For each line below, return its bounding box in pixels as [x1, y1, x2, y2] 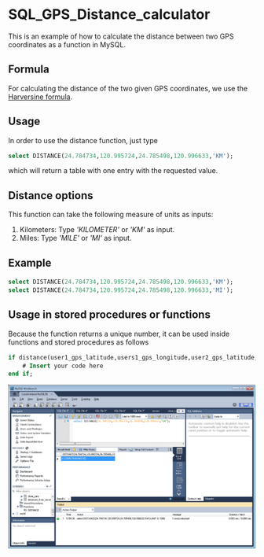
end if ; [8, 370, 34, 378]
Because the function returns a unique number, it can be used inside [8, 329, 230, 338]
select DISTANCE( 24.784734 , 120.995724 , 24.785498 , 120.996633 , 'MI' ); [8, 286, 234, 294]
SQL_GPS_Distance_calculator [8, 6, 211, 24]
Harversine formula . [8, 92, 73, 101]
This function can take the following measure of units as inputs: [8, 210, 214, 219]
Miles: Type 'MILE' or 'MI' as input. [19, 234, 132, 243]
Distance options [8, 189, 93, 202]
